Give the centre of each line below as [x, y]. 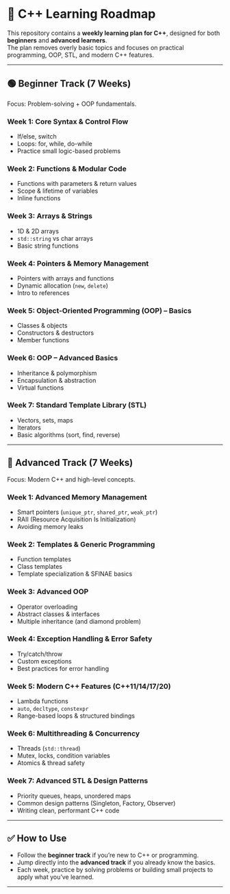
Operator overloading [47, 607]
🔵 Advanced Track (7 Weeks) [70, 463]
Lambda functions [42, 701]
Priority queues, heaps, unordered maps [74, 796]
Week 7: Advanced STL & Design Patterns [78, 781]
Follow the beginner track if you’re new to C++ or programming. [108, 855]
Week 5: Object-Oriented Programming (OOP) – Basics [99, 310]
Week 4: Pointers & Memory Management [78, 263]
